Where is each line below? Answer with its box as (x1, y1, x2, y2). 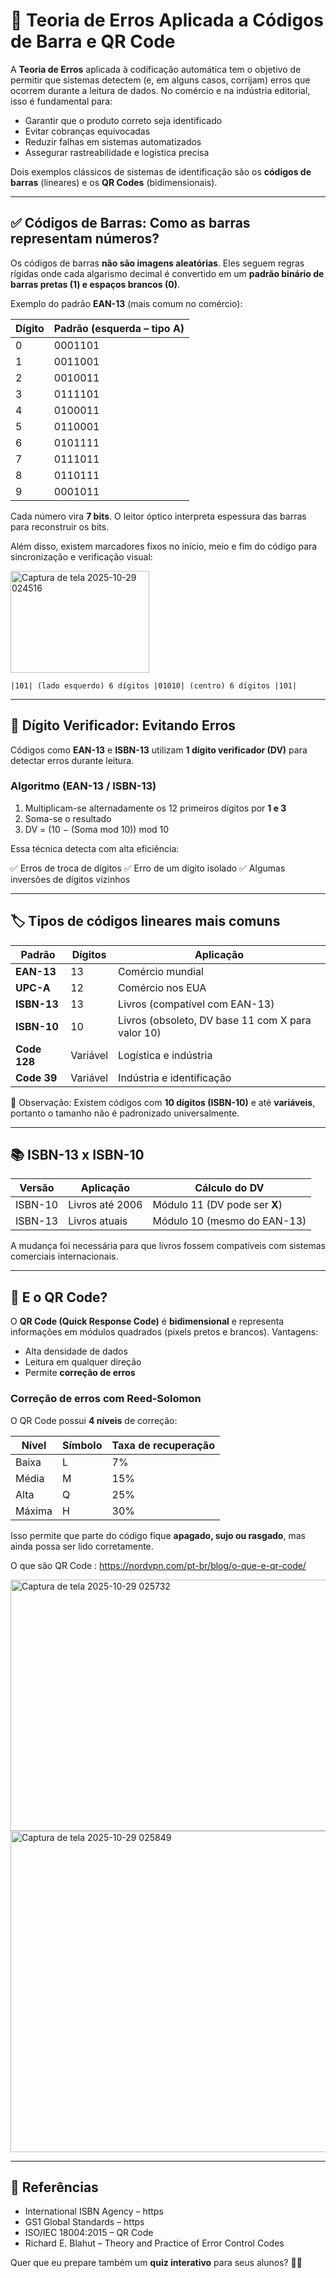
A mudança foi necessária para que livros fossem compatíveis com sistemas (10, 1240, 326, 1252)
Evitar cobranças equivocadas (24, 125, 151, 137)
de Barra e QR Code (10, 30, 176, 53)
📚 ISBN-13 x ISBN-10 (10, 1147, 145, 1164)
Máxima (15, 1504, 53, 1518)
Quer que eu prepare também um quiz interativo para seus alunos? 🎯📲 (10, 2257, 303, 2269)
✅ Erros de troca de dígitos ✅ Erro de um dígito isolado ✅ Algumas (10, 862, 286, 874)
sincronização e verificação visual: (10, 550, 153, 563)
